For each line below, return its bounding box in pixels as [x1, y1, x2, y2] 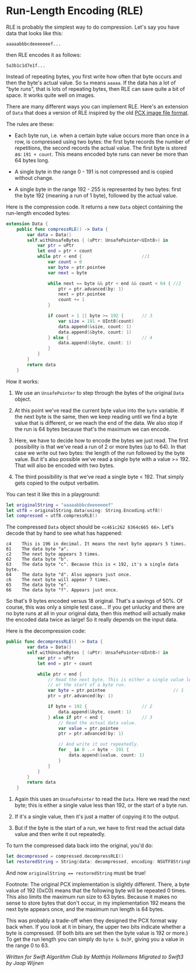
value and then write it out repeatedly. [14, 831, 106, 838]
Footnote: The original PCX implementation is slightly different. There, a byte [6, 881, 190, 888]
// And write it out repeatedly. [58, 741, 140, 748]
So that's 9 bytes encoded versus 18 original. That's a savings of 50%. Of [6, 598, 183, 605]
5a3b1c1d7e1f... [6, 63, 45, 69]
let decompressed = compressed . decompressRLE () [6, 854, 124, 860]
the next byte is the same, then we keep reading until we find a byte [14, 413, 178, 420]
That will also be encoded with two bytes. [14, 462, 115, 469]
